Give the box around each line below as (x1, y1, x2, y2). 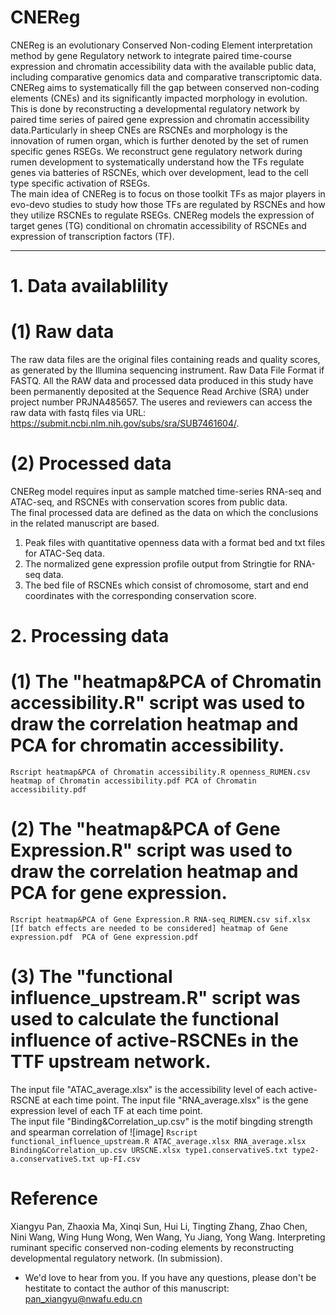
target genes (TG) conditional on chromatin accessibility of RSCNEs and (10, 219, 307, 231)
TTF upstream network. (10, 1051, 212, 1073)
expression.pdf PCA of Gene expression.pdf (10, 932, 199, 943)
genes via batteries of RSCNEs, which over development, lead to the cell (10, 166, 309, 178)
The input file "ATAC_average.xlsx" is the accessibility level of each (10, 1084, 287, 1095)
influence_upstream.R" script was (10, 987, 301, 1010)
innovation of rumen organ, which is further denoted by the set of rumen (10, 134, 309, 146)
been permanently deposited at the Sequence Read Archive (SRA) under (10, 386, 310, 398)
